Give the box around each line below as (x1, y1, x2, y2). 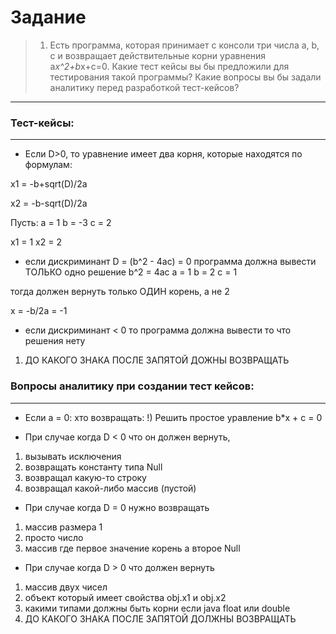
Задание (10, 6, 87, 29)
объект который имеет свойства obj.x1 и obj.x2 (24, 591, 227, 603)
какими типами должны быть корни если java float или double (24, 602, 291, 614)
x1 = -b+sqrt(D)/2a (10, 178, 88, 190)
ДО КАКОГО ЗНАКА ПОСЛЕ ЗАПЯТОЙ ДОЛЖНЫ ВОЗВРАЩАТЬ (24, 612, 297, 625)
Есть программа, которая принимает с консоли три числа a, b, (49, 39, 320, 51)
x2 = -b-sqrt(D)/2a (10, 197, 88, 210)
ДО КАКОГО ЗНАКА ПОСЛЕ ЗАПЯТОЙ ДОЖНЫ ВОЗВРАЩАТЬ (24, 354, 290, 366)
